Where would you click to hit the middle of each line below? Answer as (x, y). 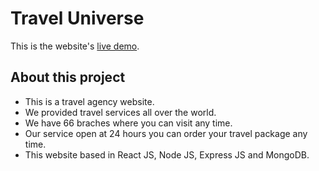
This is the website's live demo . (75, 46)
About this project (68, 77)
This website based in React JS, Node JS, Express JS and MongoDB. (167, 154)
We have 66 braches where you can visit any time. (128, 123)
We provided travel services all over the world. (120, 112)
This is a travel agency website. (89, 101)
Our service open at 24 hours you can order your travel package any (166, 133)
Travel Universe (77, 18)
